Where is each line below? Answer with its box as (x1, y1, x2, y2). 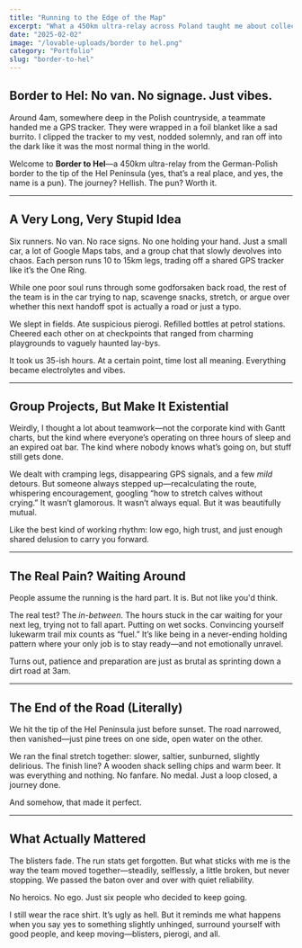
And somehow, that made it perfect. (9, 797, 142, 808)
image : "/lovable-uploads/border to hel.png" (9, 38, 182, 48)
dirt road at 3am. (9, 666, 72, 676)
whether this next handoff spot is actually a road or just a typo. (9, 300, 242, 311)
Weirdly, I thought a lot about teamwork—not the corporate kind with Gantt (9, 423, 286, 434)
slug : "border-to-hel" (9, 55, 94, 64)
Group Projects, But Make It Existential (9, 399, 229, 415)
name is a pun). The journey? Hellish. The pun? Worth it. (9, 177, 218, 188)
